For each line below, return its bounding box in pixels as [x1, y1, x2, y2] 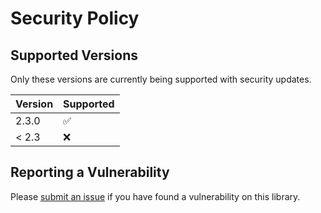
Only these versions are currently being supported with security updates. [10, 73, 312, 85]
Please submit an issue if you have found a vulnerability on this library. [10, 190, 301, 202]
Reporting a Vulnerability [10, 164, 170, 181]
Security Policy [10, 7, 140, 30]
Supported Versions [10, 47, 138, 64]
